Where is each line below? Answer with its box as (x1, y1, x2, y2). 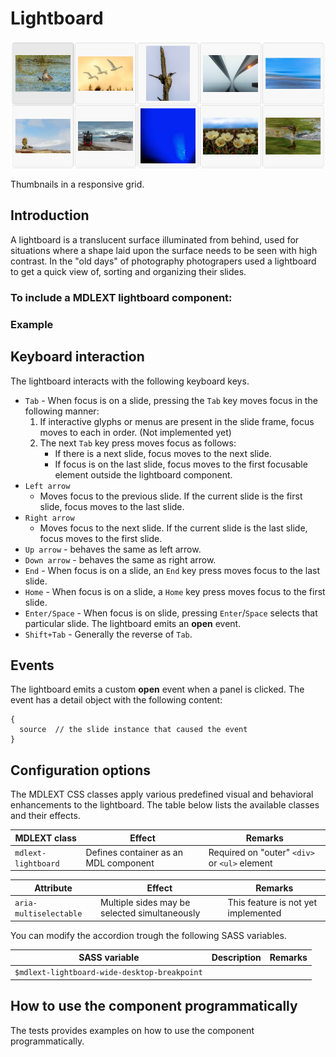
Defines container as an (85, 846, 183, 858)
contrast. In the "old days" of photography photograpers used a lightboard (10, 255, 317, 267)
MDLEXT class (14, 832, 77, 844)
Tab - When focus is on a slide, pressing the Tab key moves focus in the (24, 394, 318, 406)
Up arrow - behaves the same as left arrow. (24, 543, 202, 555)
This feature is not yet (227, 897, 318, 909)
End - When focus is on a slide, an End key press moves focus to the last (24, 564, 321, 576)
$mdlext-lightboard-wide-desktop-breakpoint (14, 968, 203, 978)
